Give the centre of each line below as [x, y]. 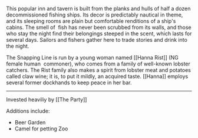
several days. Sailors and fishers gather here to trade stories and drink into [97, 40]
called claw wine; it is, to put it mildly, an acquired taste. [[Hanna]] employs [97, 76]
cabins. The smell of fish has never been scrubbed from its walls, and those [99, 27]
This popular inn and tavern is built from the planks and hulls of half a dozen [98, 9]
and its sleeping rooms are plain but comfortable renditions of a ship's [91, 21]
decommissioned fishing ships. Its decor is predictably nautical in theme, [95, 15]
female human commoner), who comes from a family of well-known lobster [98, 64]
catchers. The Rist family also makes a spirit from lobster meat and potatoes [99, 70]
